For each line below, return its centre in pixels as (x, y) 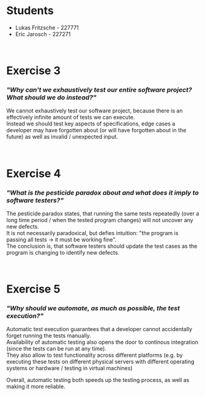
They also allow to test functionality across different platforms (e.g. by (95, 355)
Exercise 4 (34, 174)
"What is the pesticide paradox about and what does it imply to (102, 192)
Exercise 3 (34, 71)
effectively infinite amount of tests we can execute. (71, 118)
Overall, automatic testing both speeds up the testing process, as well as (98, 380)
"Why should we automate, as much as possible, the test (93, 308)
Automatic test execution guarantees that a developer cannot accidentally (99, 329)
